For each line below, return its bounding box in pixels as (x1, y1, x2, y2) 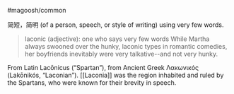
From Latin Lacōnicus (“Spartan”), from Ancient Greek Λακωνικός (7, 64, 199, 71)
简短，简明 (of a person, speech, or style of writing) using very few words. (7, 20, 224, 29)
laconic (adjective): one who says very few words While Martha (24, 35, 210, 43)
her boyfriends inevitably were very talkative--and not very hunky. (24, 49, 218, 58)
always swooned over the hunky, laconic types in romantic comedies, (24, 42, 228, 50)
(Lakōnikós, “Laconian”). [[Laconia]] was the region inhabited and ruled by (7, 71, 224, 79)
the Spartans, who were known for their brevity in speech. (7, 78, 177, 87)
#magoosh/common (7, 6, 66, 14)
